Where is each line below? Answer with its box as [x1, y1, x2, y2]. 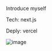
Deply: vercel [6, 27, 38, 34]
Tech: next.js [6, 16, 36, 23]
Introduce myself [6, 5, 47, 12]
